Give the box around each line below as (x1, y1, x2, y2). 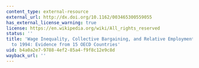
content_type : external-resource (6, 8, 89, 15)
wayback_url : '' (6, 53, 46, 59)
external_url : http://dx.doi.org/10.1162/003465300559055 (6, 14, 152, 20)
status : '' (6, 31, 33, 37)
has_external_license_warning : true (6, 20, 97, 25)
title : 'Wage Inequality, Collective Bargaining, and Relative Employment (6, 36, 195, 42)
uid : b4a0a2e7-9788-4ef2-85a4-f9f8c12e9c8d (6, 47, 115, 53)
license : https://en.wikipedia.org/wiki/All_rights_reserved (6, 25, 161, 31)
